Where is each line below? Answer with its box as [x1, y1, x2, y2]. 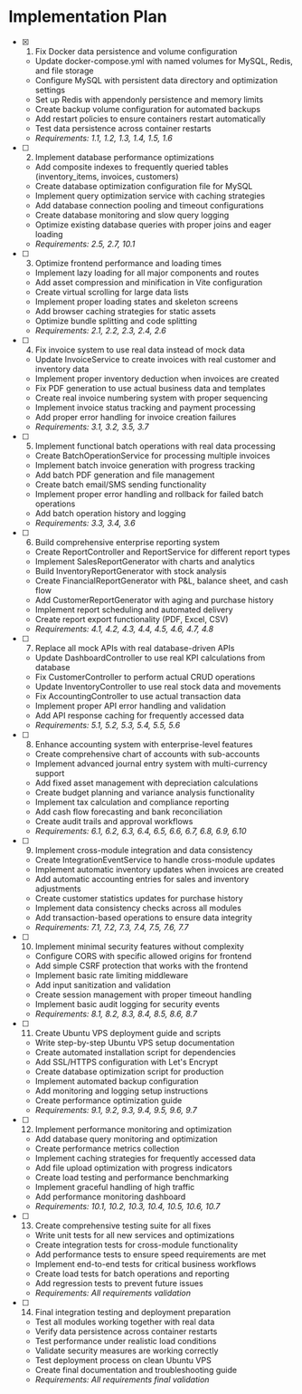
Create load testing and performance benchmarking [34, 1171, 230, 1183]
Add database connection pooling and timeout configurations [34, 199, 264, 210]
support [34, 767, 65, 778]
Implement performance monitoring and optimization [34, 1123, 232, 1134]
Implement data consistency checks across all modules [34, 902, 241, 913]
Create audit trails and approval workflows [34, 815, 193, 826]
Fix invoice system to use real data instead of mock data [34, 344, 246, 355]
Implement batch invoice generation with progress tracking [34, 459, 255, 470]
